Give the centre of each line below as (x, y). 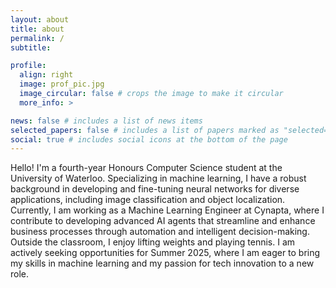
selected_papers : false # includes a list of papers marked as (145, 130)
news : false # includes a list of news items (106, 121)
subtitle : (31, 47)
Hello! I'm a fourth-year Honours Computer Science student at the (146, 168)
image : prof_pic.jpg (62, 84)
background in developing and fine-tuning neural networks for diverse (155, 189)
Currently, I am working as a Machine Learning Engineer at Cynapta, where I (167, 210)
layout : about (40, 19)
